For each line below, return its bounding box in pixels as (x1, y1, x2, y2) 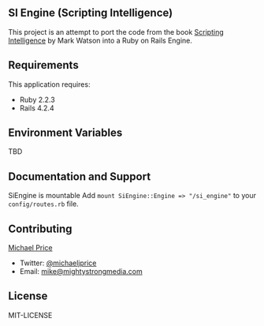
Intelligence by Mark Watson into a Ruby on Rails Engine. (8, 36, 193, 45)
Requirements (8, 58, 79, 72)
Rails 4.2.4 (19, 103, 54, 113)
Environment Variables (8, 126, 123, 140)
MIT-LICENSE (8, 310, 53, 320)
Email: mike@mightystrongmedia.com (19, 267, 143, 276)
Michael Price (8, 243, 53, 253)
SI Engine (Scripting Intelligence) (8, 6, 173, 20)
